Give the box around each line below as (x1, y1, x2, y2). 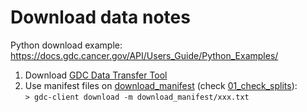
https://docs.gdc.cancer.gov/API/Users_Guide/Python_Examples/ (10, 49, 279, 61)
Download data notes (10, 6, 191, 29)
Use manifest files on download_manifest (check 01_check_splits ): (24, 79, 298, 91)
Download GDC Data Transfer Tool (24, 69, 168, 81)
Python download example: (10, 39, 123, 51)
